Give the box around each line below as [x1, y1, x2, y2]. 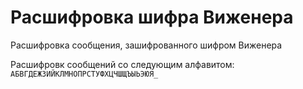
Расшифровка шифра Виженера [10, 6, 294, 29]
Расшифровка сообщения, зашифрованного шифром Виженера [10, 39, 283, 51]
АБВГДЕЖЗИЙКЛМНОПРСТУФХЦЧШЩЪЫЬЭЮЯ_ [10, 69, 159, 79]
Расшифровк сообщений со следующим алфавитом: [10, 58, 235, 70]
